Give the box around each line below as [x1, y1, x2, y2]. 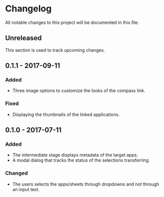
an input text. [12, 186, 40, 192]
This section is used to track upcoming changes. [5, 47, 105, 53]
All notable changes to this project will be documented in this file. [5, 19, 140, 25]
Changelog [5, 3, 52, 14]
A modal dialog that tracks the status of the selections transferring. [12, 157, 150, 163]
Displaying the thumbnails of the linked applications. [12, 111, 120, 117]
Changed [5, 170, 28, 177]
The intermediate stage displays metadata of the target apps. [12, 152, 139, 158]
